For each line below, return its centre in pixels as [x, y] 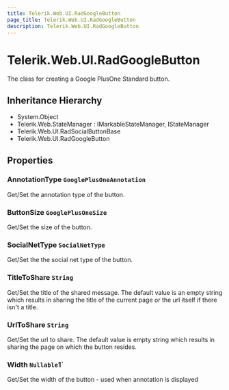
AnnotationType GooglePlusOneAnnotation [76, 180]
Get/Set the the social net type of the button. [70, 260]
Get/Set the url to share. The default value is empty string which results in [111, 340]
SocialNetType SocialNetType [56, 245]
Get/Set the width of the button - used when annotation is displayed [103, 380]
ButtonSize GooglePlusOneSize [57, 212]
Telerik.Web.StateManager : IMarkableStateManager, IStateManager [113, 125]
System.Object [38, 117]
